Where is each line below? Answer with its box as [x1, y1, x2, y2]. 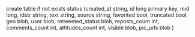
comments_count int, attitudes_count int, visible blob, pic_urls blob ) [6, 24, 174, 31]
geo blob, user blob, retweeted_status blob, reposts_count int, [6, 18, 160, 24]
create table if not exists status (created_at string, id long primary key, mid [6, 5, 190, 12]
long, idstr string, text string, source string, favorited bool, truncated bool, [6, 11, 188, 18]
